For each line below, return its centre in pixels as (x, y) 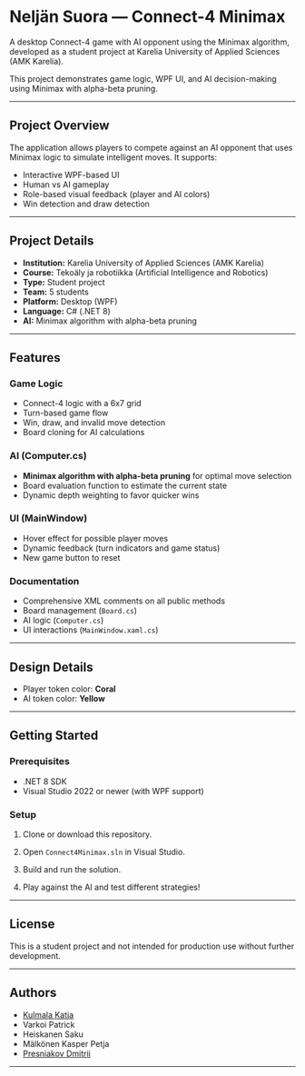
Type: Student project (64, 282)
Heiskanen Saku (53, 1034)
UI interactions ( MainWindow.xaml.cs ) (90, 630)
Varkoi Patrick (49, 1024)
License (32, 924)
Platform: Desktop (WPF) (70, 301)
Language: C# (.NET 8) (66, 311)
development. (35, 955)
